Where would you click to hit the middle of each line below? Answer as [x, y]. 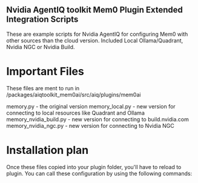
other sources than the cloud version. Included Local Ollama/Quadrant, [95, 40]
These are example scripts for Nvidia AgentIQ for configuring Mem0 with [97, 34]
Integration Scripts [42, 20]
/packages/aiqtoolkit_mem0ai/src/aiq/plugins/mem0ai [74, 95]
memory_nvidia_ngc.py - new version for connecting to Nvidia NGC [90, 125]
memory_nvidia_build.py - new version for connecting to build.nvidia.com [97, 119]
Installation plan [48, 150]
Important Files [45, 72]
